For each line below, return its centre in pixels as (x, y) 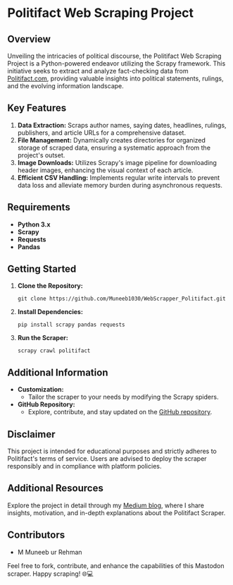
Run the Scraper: (43, 338)
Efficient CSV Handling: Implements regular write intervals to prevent (119, 177)
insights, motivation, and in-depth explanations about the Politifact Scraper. (116, 512)
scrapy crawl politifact (54, 351)
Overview (29, 39)
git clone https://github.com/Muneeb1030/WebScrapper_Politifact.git (122, 299)
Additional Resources (55, 488)
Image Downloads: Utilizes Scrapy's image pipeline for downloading (117, 162)
